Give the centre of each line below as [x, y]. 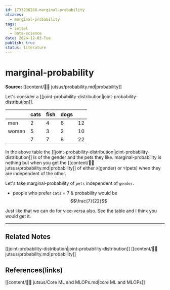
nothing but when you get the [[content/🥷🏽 [50, 162]
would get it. [18, 216]
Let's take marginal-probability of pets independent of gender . [70, 183]
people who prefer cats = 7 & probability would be [65, 193]
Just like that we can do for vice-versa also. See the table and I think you [81, 211]
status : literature [26, 48]
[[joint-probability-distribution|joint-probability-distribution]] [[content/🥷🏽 [81, 249]
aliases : [14, 15]
